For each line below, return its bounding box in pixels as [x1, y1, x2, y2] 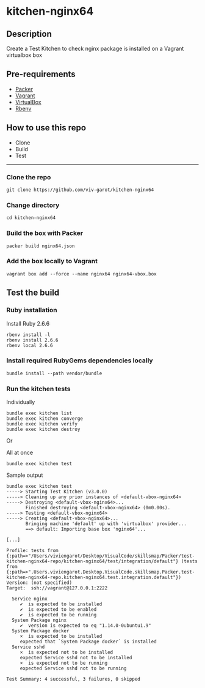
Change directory [6, 201, 60, 209]
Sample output [6, 471, 43, 479]
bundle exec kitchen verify [6, 421, 78, 427]
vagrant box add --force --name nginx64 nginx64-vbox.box [6, 271, 157, 277]
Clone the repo [6, 173, 51, 181]
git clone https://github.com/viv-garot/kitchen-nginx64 [6, 187, 154, 193]
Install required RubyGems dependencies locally [6, 356, 154, 365]
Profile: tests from [6, 548, 59, 554]
